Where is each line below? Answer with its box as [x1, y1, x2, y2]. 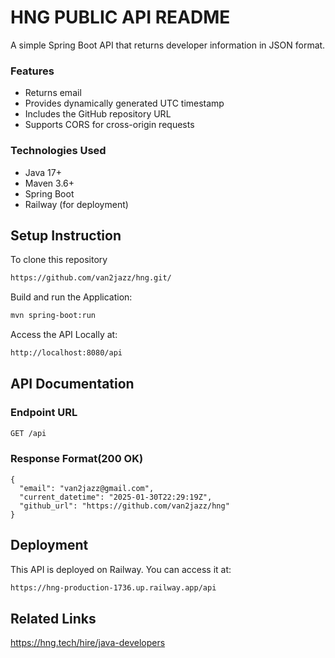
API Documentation [10, 376, 135, 393]
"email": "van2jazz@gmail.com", [19, 483, 155, 493]
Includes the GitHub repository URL [24, 108, 172, 120]
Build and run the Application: [10, 291, 133, 303]
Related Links [10, 610, 97, 627]
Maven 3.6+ [24, 177, 75, 189]
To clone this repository [10, 254, 108, 266]
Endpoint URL [10, 406, 78, 420]
